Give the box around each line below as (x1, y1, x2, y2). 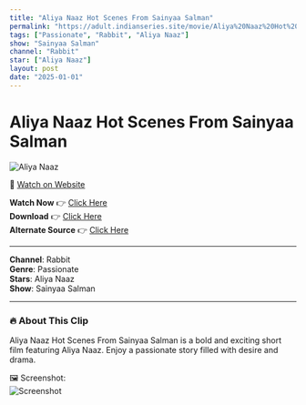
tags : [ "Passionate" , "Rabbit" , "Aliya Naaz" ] (9, 30, 189, 39)
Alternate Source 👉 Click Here (9, 224, 129, 235)
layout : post (9, 65, 59, 74)
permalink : (9, 22, 51, 31)
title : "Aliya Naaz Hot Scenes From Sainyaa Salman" (9, 13, 214, 23)
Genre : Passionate (9, 263, 79, 274)
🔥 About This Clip (9, 314, 89, 327)
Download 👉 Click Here (9, 210, 102, 221)
